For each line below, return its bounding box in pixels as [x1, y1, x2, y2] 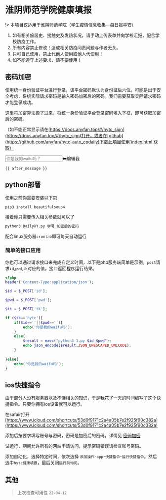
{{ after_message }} [5, 166, 48, 171]
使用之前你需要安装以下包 [5, 195, 57, 201]
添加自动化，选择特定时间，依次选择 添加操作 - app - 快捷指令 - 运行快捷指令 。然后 [5, 454, 157, 459]
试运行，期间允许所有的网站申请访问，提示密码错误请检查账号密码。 [5, 443, 144, 449]
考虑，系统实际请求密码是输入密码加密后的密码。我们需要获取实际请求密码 [9, 93, 161, 99]
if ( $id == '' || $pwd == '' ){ [14, 320, 63, 325]
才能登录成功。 [5, 99, 36, 105]
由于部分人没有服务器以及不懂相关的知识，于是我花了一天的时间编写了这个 [5, 395, 157, 401]
